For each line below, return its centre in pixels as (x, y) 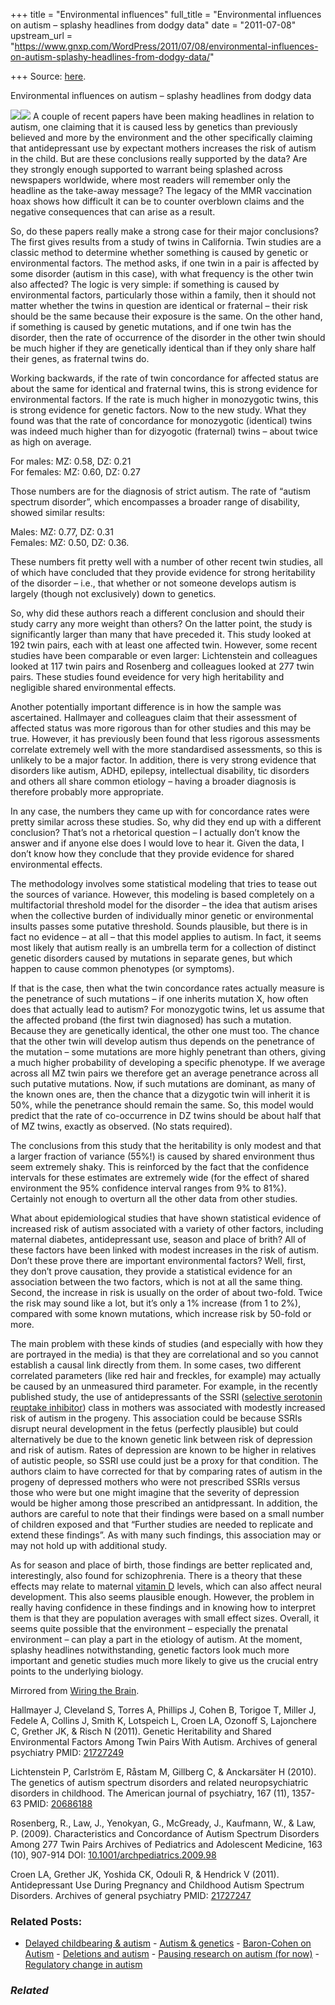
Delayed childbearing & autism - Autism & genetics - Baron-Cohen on (168, 1943)
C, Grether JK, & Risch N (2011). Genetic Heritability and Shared (141, 1731)
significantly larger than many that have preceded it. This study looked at (161, 634)
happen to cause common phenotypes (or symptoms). (122, 968)
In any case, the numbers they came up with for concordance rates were (160, 811)
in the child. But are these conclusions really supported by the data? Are (159, 158)
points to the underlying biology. (77, 1671)
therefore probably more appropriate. (87, 792)
